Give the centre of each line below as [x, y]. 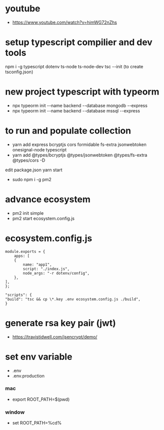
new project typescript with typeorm [82, 92]
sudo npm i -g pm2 [32, 179]
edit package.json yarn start [34, 170]
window [15, 412]
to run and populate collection [68, 131]
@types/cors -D [29, 160]
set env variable [39, 357]
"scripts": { [19, 295]
